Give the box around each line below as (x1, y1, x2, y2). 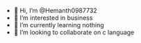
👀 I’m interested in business (13, 14, 93, 22)
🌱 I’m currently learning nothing (13, 21, 104, 29)
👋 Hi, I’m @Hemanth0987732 (13, 7, 97, 14)
